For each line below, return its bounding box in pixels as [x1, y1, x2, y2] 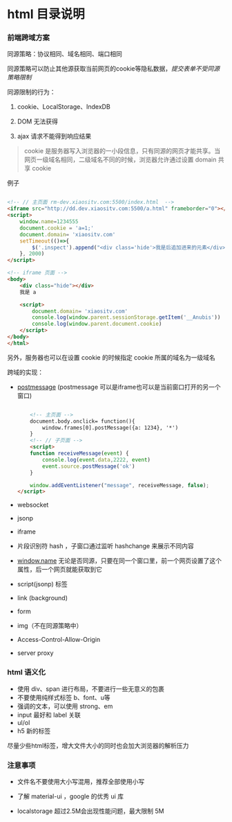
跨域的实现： [7, 368, 43, 376]
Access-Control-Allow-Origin [17, 636, 101, 644]
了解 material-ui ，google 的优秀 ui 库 [17, 792, 124, 801]
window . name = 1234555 [19, 218, 79, 225]
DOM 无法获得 [17, 117, 59, 125]
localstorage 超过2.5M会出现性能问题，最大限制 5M [17, 807, 164, 815]
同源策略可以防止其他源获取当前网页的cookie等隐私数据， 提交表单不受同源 [7, 64, 220, 73]
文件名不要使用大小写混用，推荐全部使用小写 [17, 777, 145, 785]
